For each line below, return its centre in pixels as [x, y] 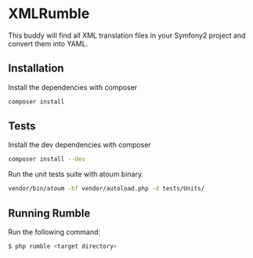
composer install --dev [47, 159]
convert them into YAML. [48, 43]
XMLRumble [49, 14]
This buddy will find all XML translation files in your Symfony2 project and [127, 35]
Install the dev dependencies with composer [80, 145]
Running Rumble [49, 213]
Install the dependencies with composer [73, 87]
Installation [36, 69]
